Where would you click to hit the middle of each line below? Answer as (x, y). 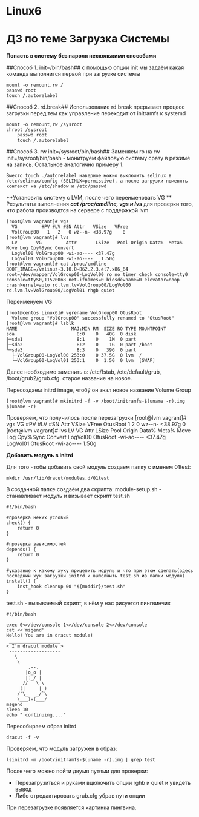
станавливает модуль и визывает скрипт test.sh (68, 496)
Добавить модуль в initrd (40, 456)
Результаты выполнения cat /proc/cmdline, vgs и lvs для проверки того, (100, 204)
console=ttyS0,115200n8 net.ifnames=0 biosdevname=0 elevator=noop (93, 280)
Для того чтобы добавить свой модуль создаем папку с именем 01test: (99, 467)
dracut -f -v (23, 738)
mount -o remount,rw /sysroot (44, 125)
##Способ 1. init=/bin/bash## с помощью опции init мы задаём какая (95, 67)
